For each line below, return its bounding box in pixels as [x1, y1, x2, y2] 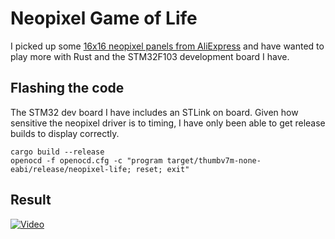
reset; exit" [135, 164, 190, 174]
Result [10, 192, 52, 209]
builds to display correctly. [10, 127, 120, 139]
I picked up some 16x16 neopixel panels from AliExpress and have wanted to [10, 40, 325, 52]
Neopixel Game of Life [10, 7, 198, 30]
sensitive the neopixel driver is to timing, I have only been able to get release [10, 117, 326, 129]
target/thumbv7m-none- [166, 155, 262, 166]
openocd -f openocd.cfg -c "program [10, 155, 163, 166]
